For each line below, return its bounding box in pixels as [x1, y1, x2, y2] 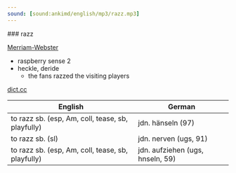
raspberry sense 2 [17, 57, 72, 65]
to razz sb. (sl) [11, 134, 58, 144]
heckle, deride [17, 64, 60, 72]
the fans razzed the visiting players [27, 71, 130, 80]
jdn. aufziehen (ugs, [138, 145, 204, 155]
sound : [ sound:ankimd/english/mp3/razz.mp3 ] [7, 10, 140, 18]
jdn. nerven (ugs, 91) [138, 134, 208, 144]
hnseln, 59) [138, 153, 176, 163]
